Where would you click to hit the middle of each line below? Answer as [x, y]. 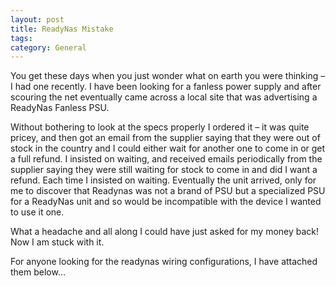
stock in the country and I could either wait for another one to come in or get [168, 148]
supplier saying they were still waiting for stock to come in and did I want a [164, 170]
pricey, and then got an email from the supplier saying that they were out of [165, 138]
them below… [38, 272]
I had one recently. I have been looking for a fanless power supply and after [166, 87]
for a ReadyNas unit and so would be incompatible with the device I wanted [166, 202]
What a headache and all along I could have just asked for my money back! [165, 232]
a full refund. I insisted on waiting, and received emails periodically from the [166, 159]
